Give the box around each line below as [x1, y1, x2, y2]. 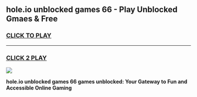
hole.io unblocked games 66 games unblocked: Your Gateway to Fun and [6, 78, 188, 85]
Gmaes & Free [6, 14, 58, 24]
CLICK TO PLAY [6, 32, 52, 40]
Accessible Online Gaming [6, 84, 72, 91]
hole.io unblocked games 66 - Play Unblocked [6, 5, 178, 15]
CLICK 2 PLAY [6, 53, 47, 62]
